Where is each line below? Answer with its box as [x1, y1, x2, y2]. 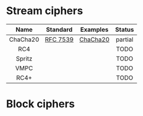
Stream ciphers [6, 4, 83, 18]
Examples [80, 25, 109, 34]
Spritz [15, 54, 32, 62]
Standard [46, 25, 73, 34]
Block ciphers [6, 97, 75, 111]
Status [115, 25, 134, 34]
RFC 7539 [45, 35, 74, 44]
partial [115, 35, 134, 44]
